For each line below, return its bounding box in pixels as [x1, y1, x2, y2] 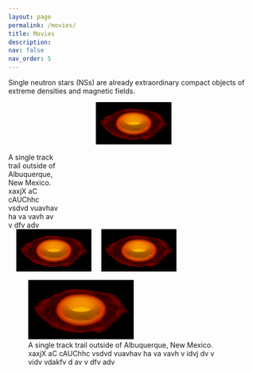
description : [8, 38, 52, 46]
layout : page [8, 13, 52, 21]
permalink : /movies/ [8, 21, 77, 29]
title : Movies [8, 29, 56, 37]
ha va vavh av [8, 212, 54, 222]
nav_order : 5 [8, 55, 52, 63]
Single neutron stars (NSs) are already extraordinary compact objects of [8, 78, 245, 87]
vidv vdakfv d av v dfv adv [28, 357, 115, 367]
